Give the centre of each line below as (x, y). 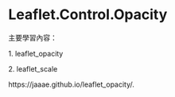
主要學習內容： (33, 37)
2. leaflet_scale (33, 68)
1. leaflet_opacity (36, 53)
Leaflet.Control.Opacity (88, 15)
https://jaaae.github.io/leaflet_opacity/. (72, 84)
